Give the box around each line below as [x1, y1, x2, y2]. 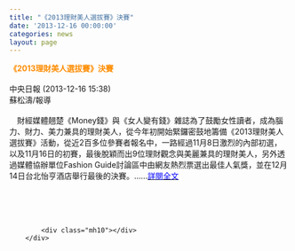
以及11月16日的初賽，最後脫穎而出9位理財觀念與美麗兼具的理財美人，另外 [9, 148, 278, 160]
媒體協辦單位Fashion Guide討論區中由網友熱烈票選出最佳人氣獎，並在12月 [16, 160, 288, 170]
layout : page [9, 37, 58, 47]
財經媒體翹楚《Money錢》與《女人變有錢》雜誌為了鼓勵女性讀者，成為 [16, 115, 276, 126]
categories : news [9, 29, 74, 38]
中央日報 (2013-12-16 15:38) [9, 83, 111, 94]
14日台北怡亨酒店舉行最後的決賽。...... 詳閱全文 [9, 170, 179, 182]
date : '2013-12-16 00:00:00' [9, 21, 117, 30]
